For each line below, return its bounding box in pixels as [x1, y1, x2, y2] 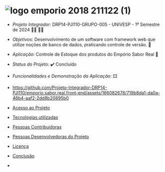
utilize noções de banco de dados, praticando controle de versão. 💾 [12, 41, 152, 47]
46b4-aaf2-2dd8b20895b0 [12, 95, 69, 101]
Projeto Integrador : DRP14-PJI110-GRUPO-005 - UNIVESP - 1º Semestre [12, 21, 160, 27]
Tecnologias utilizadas [12, 114, 58, 120]
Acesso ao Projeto [12, 104, 50, 110]
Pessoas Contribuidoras [12, 124, 62, 130]
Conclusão [12, 153, 35, 159]
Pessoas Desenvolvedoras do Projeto [12, 133, 89, 139]
